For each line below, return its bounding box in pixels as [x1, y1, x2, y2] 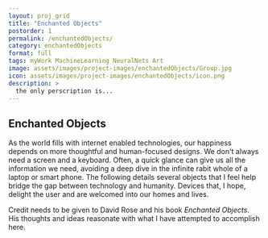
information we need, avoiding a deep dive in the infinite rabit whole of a [8, 164, 248, 173]
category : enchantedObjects [8, 42, 103, 50]
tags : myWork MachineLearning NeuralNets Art [8, 57, 163, 65]
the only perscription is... [15, 86, 113, 95]
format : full [8, 49, 52, 57]
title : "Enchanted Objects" [8, 19, 103, 27]
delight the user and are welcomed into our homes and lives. [8, 190, 209, 199]
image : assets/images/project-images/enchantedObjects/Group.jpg [8, 65, 232, 73]
